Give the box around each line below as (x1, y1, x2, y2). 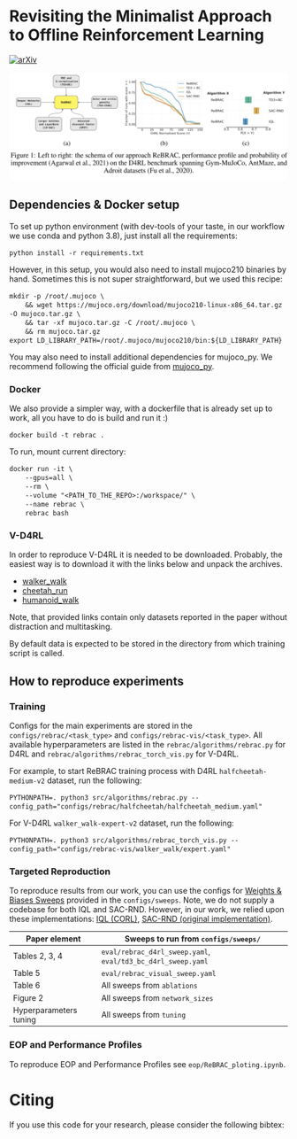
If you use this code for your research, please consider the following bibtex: (9, 1119, 285, 1130)
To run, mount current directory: (9, 446, 126, 457)
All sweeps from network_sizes (101, 992, 214, 1003)
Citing (9, 1089, 55, 1110)
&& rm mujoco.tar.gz (25, 327, 101, 336)
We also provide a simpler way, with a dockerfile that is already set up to (9, 403, 273, 414)
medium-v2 (9, 777, 46, 786)
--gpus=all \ (25, 473, 73, 482)
